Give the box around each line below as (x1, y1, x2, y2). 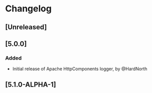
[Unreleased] (5, 23, 47, 31)
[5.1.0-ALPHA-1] (5, 80, 56, 89)
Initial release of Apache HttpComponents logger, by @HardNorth (12, 66, 148, 72)
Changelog (5, 3, 52, 14)
